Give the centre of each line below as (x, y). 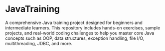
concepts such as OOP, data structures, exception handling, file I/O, (75, 38)
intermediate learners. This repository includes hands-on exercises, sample (83, 27)
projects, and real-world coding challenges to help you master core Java (80, 33)
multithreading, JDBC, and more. (39, 43)
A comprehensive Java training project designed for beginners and (74, 23)
